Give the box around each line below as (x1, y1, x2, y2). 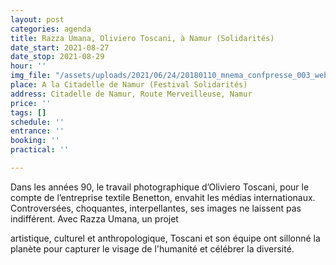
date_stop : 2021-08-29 (10, 52, 105, 62)
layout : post (10, 14, 65, 25)
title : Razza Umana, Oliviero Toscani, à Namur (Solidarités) (10, 33, 275, 43)
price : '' (10, 98, 52, 108)
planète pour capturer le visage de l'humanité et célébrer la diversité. (10, 242, 295, 255)
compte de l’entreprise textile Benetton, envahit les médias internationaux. (10, 191, 316, 203)
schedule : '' (10, 117, 65, 127)
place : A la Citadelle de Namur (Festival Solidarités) (10, 80, 248, 90)
